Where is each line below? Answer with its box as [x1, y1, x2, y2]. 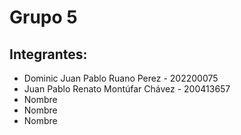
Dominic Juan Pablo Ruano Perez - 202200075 [23, 72, 219, 84]
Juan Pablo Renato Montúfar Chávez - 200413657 [23, 83, 231, 95]
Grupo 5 [9, 6, 78, 29]
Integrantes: [9, 46, 88, 63]
